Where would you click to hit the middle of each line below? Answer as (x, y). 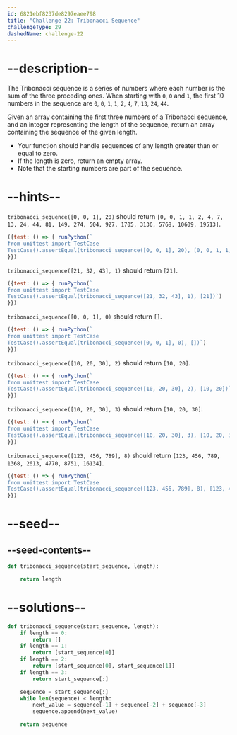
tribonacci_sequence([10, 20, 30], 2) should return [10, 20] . (99, 363)
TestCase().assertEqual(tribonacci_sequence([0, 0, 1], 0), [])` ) (107, 343)
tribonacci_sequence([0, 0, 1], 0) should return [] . (85, 317)
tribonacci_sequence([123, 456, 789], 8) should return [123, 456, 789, (114, 455)
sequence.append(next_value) (75, 712)
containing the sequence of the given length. (72, 132)
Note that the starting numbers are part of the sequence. (100, 169)
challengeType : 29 (34, 27)
